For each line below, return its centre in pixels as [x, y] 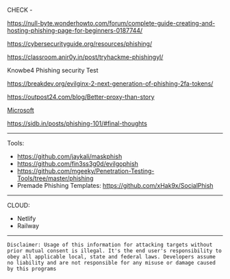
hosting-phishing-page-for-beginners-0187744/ [75, 31]
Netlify [26, 218]
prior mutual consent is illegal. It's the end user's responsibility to [115, 251]
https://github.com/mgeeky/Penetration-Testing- [86, 171]
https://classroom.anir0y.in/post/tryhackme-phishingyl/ [85, 57]
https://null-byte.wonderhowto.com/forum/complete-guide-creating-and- [111, 23]
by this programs [32, 269]
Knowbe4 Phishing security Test [53, 70]
